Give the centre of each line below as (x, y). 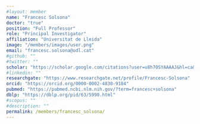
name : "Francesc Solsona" (38, 17)
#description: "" (28, 106)
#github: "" (21, 56)
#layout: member (26, 12)
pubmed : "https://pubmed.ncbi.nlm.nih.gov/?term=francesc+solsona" (92, 89)
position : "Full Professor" (41, 28)
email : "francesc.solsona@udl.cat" (50, 51)
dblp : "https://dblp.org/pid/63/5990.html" (61, 95)
